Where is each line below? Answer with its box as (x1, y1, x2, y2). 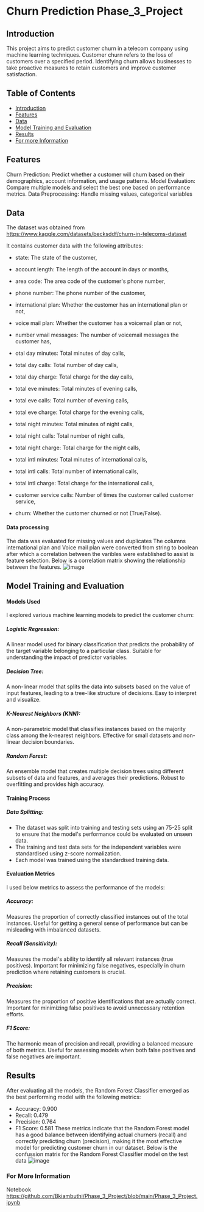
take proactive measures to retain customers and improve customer (6, 64, 177, 71)
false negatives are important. (6, 1053, 82, 1060)
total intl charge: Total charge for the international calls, (15, 480, 154, 487)
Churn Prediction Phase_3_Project (6, 4, 183, 18)
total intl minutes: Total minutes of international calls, (15, 456, 147, 463)
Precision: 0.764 (15, 1118, 57, 1125)
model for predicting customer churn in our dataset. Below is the (15, 1144, 178, 1151)
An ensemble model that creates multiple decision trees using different (6, 768, 184, 775)
